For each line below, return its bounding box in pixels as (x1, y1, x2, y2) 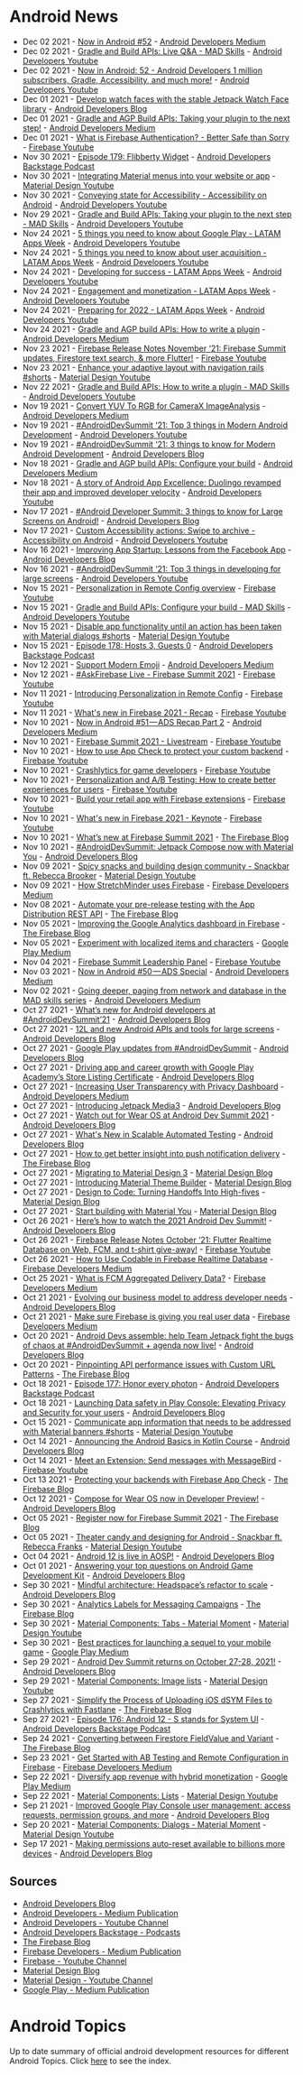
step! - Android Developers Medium (22, 122, 156, 133)
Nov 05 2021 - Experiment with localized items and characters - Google (22, 936, 289, 948)
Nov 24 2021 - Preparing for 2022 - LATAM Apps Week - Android (22, 304, 265, 315)
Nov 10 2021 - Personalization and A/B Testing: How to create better (22, 774, 277, 785)
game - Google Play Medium (22, 1646, 129, 1657)
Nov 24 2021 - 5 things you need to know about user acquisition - (22, 246, 268, 258)
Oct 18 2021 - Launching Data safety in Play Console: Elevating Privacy (22, 1397, 286, 1408)
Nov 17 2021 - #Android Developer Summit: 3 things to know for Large (22, 505, 283, 516)
